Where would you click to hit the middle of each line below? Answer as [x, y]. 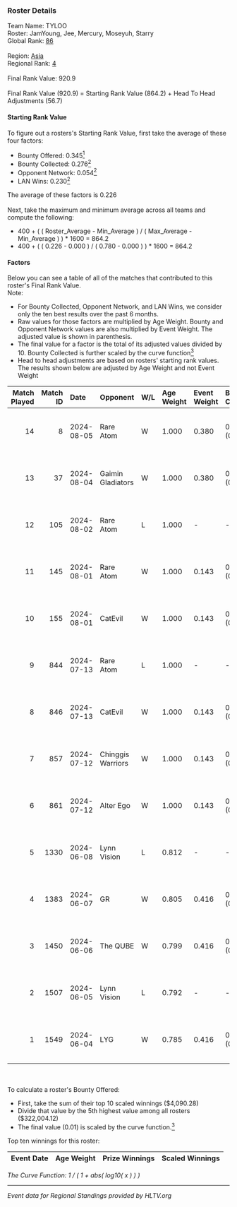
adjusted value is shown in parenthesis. [75, 337]
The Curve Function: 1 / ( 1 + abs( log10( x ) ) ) [74, 1175]
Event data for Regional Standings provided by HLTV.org [90, 1195]
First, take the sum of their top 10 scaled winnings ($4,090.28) [108, 1103]
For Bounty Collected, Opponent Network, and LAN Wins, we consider [120, 307]
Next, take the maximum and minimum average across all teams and [107, 210]
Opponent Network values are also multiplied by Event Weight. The [115, 329]
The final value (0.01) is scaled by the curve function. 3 [96, 1126]
